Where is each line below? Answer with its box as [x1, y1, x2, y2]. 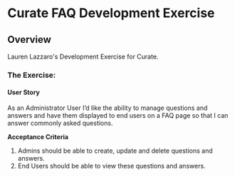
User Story [7, 88, 41, 96]
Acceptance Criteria [7, 133, 69, 141]
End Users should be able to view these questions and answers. [17, 162, 206, 171]
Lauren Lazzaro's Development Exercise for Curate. [7, 52, 159, 61]
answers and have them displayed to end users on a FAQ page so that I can [7, 111, 229, 120]
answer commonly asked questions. [7, 119, 113, 128]
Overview [7, 34, 52, 46]
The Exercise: [7, 70, 56, 80]
